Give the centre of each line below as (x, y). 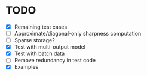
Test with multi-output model (50, 47)
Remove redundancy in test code (55, 61)
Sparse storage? (34, 40)
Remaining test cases (41, 27)
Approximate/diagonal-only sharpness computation (78, 34)
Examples (26, 67)
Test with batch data (39, 53)
